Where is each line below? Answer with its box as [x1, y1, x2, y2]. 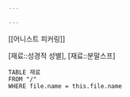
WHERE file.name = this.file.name [8, 82, 123, 90]
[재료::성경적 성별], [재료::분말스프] [8, 51, 116, 60]
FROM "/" [8, 75, 37, 83]
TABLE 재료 [8, 68, 41, 76]
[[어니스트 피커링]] [8, 33, 66, 44]
